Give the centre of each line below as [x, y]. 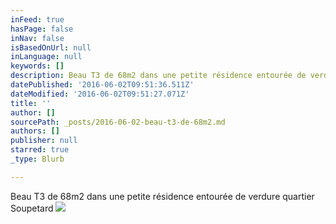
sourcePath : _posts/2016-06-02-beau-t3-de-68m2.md [118, 122]
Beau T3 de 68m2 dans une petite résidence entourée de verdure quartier [162, 196]
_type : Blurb [37, 159]
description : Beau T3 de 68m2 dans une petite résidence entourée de [158, 76]
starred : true [40, 150]
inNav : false [37, 38]
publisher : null [44, 141]
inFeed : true [37, 19]
